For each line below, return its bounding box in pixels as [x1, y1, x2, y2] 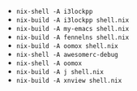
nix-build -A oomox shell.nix [15, 42, 119, 50]
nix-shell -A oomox [15, 59, 83, 67]
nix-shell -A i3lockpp [15, 7, 93, 15]
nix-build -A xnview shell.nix [15, 76, 122, 84]
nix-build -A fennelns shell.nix [15, 33, 130, 41]
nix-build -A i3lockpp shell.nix [15, 16, 130, 24]
